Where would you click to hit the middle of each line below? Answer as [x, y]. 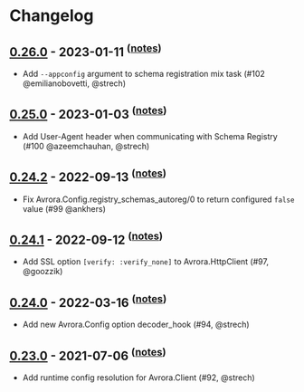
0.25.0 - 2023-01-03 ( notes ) [88, 113]
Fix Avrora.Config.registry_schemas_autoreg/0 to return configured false [158, 199]
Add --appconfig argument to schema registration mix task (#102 [143, 74]
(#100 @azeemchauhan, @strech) [86, 146]
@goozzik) [43, 272]
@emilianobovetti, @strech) [74, 83]
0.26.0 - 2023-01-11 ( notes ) [85, 51]
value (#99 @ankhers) [64, 208]
